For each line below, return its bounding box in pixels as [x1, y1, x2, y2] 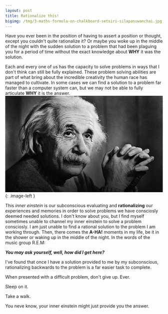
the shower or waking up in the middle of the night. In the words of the [5, 235, 150, 241]
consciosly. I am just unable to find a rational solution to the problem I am [5, 224, 156, 230]
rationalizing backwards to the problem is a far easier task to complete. [5, 265, 151, 271]
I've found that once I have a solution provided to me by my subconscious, [5, 259, 159, 265]
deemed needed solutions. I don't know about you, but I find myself [5, 213, 144, 219]
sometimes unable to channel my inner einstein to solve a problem [5, 219, 141, 225]
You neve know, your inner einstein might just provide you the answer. [5, 303, 149, 309]
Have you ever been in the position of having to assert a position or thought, [5, 33, 162, 39]
